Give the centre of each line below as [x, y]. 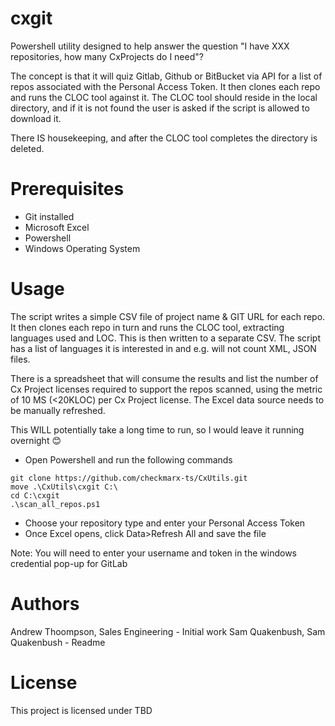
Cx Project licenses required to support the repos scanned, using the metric [166, 389]
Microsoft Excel [57, 227]
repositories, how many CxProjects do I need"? [107, 56]
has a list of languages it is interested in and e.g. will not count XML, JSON [163, 348]
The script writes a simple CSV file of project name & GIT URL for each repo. [168, 316]
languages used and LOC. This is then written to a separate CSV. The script [165, 338]
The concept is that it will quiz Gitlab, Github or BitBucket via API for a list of [166, 76]
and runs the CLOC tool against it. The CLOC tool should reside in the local [164, 97]
